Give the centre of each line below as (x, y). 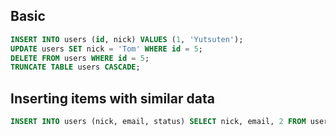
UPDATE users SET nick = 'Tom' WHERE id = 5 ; (106, 49)
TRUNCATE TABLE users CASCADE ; (75, 67)
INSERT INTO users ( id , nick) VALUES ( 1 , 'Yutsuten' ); (127, 39)
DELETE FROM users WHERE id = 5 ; (80, 58)
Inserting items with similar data (112, 98)
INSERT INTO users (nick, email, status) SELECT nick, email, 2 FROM (158, 122)
